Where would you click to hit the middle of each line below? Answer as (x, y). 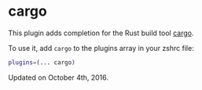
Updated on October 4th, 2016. (58, 77)
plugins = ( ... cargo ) (42, 62)
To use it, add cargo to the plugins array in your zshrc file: (101, 48)
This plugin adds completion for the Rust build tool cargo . (101, 33)
